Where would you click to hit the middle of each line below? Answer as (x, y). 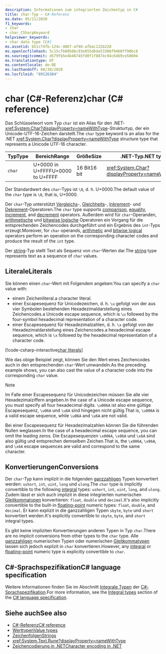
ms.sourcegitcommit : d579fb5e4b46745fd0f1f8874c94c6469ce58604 (72, 56)
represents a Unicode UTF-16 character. (46, 144)
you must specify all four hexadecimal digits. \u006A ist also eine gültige (78, 405)
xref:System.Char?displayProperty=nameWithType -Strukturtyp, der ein (77, 128)
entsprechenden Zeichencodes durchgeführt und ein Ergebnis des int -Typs (83, 225)
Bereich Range (52, 156)
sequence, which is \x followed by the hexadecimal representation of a (84, 335)
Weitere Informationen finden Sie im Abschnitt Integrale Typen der (72, 587)
